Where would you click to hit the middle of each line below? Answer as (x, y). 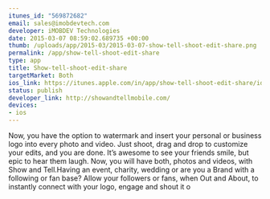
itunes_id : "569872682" (48, 16)
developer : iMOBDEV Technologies (64, 30)
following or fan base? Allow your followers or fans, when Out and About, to (133, 178)
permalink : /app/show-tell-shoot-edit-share (84, 53)
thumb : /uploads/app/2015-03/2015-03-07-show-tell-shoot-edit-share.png (133, 46)
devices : (23, 105)
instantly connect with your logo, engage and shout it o (100, 187)
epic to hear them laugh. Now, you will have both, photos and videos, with (131, 161)
